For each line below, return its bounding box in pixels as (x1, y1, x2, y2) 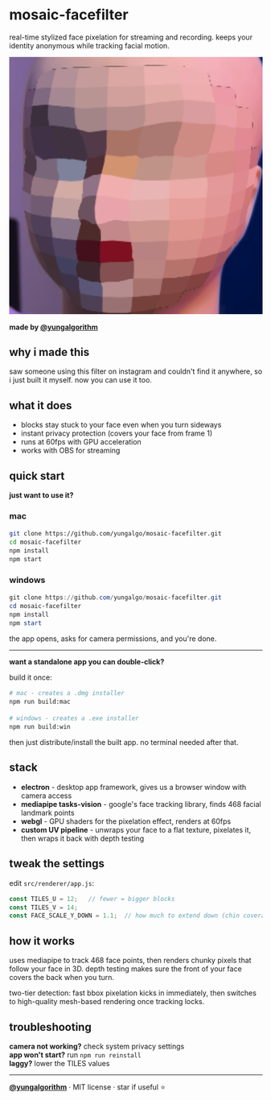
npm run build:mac (9, 697, 71, 705)
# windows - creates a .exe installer (9, 714, 139, 722)
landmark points (20, 808, 75, 817)
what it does (9, 399, 72, 412)
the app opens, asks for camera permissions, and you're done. (9, 634, 217, 643)
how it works (9, 934, 76, 948)
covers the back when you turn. (9, 973, 115, 982)
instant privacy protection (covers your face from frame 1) (20, 428, 213, 438)
